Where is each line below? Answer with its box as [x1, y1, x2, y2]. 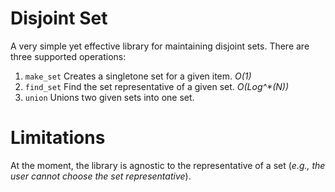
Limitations [10, 127, 106, 149]
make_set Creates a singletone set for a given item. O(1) [24, 70, 252, 82]
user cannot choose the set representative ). [10, 170, 192, 182]
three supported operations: [10, 50, 127, 62]
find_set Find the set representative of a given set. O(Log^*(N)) [24, 80, 290, 92]
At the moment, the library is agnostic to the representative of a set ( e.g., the [10, 159, 326, 171]
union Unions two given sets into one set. [24, 91, 195, 103]
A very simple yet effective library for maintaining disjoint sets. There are [10, 40, 310, 52]
